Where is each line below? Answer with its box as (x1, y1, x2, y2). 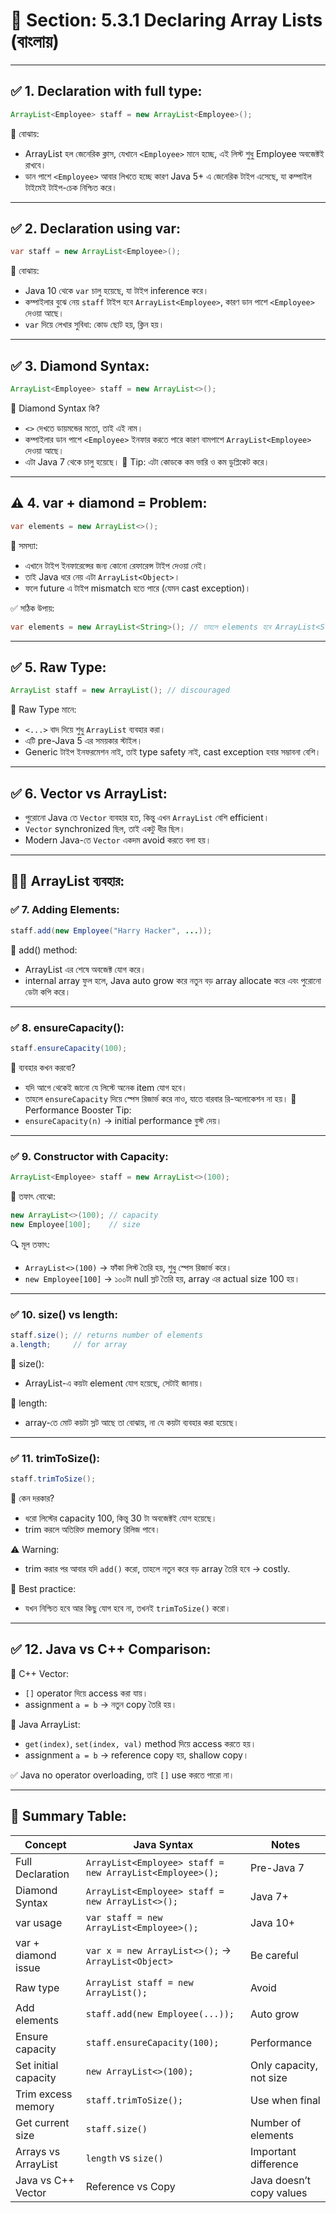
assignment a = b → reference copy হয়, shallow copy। (24, 1749, 250, 1761)
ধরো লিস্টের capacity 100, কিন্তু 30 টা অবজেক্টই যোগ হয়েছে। (24, 1512, 218, 1524)
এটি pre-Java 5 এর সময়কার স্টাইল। (24, 735, 143, 747)
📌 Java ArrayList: (10, 1718, 81, 1730)
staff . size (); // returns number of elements (10, 1330, 203, 1341)
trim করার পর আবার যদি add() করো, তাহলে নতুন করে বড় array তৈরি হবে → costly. (24, 1562, 291, 1574)
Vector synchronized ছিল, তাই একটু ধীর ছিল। (24, 823, 186, 835)
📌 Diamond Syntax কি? (10, 402, 100, 414)
